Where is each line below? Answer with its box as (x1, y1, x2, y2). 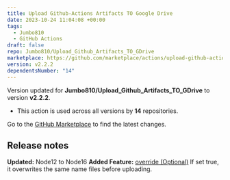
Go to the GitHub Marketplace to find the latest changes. (7, 120, 166, 128)
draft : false (7, 42, 44, 49)
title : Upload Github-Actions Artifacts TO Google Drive (7, 10, 173, 17)
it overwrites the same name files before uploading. (7, 165, 153, 173)
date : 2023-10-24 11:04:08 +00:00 (7, 16, 106, 23)
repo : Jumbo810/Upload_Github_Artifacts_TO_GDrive (7, 49, 155, 55)
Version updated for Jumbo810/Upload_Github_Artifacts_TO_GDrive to (7, 86, 210, 94)
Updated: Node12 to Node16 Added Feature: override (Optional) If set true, (7, 158, 219, 166)
